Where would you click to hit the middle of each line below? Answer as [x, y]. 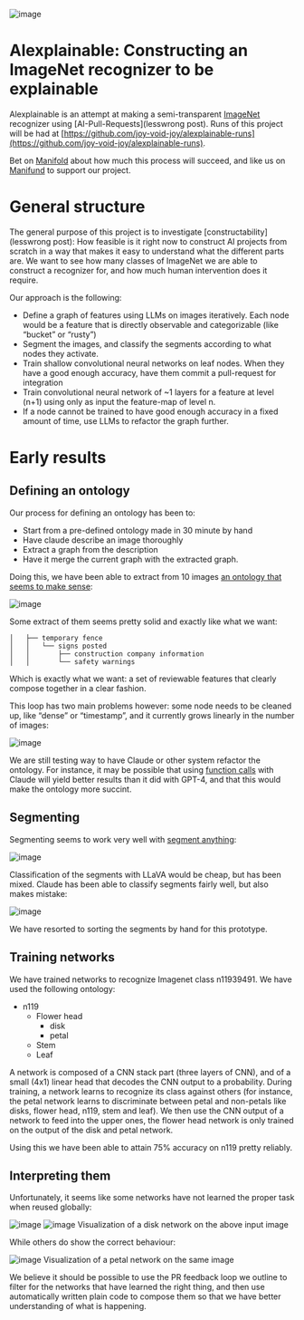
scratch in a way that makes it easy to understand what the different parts [147, 251]
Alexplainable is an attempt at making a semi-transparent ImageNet [135, 114]
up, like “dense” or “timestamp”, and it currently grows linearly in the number [152, 715]
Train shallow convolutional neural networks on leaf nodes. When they [153, 363]
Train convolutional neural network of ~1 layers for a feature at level [148, 392]
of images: [29, 725]
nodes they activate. [61, 353]
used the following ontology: [62, 988]
